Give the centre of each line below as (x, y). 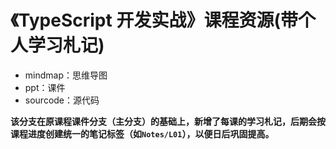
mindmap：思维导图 (66, 75)
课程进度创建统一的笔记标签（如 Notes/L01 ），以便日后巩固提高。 (142, 133)
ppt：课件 (45, 87)
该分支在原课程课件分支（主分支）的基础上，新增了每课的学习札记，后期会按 (168, 121)
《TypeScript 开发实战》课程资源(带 (154, 20)
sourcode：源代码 (62, 100)
